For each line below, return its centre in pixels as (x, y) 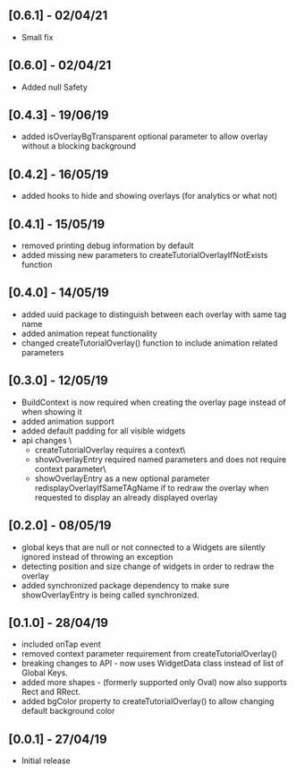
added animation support (68, 421)
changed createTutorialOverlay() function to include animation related (149, 343)
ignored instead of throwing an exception (97, 556)
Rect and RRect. (51, 692)
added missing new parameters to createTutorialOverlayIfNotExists (144, 255)
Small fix (37, 37)
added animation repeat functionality (89, 333)
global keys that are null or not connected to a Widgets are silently (143, 547)
